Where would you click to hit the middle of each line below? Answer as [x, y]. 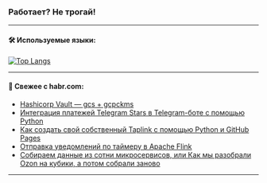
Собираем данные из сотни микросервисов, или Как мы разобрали [135, 154]
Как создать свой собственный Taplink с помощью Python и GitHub [134, 129]
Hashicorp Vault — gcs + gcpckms [77, 104]
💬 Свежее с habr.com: [46, 87]
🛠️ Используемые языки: [52, 40]
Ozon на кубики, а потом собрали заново [90, 163]
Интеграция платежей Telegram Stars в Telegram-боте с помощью [132, 112]
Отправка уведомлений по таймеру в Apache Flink [106, 146]
